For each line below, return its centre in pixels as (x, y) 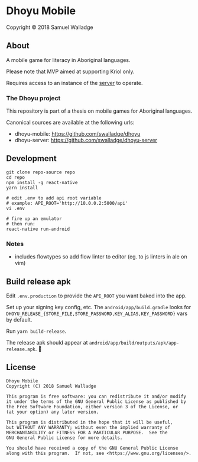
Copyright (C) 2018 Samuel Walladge (51, 386)
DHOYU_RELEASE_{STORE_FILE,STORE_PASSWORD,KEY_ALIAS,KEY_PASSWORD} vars (97, 313)
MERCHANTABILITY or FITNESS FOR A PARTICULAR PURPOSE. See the (87, 432)
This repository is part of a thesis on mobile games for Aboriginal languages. (99, 111)
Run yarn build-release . (36, 331)
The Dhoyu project (33, 98)
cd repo (16, 177)
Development (32, 158)
